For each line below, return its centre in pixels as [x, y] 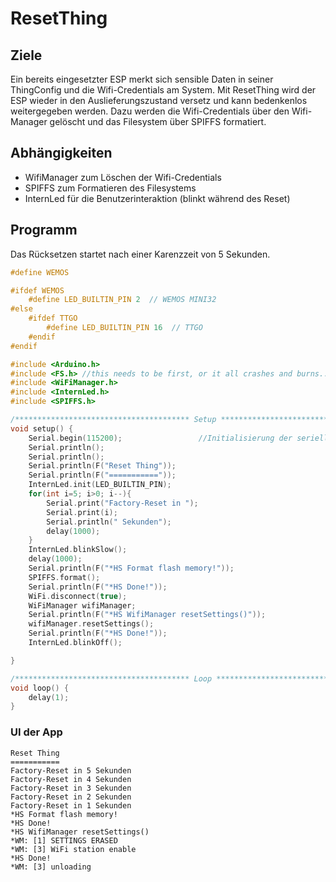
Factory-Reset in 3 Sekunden [71, 788]
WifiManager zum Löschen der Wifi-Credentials [123, 177]
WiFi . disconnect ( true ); [78, 596]
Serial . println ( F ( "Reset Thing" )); [102, 466]
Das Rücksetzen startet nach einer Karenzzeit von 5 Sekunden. [140, 254]
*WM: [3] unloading [51, 867]
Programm [44, 230]
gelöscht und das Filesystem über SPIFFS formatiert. [158, 121]
